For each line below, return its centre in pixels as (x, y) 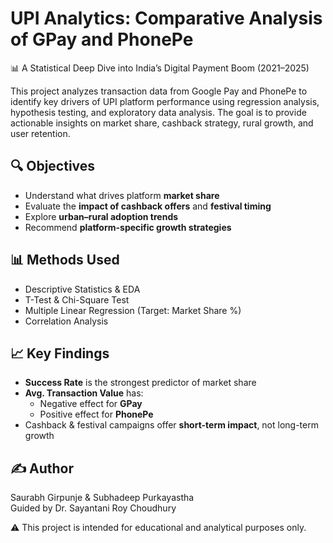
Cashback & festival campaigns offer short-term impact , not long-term (171, 425)
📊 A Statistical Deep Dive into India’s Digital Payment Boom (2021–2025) (160, 68)
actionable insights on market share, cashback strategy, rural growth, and (162, 123)
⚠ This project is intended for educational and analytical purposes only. (158, 528)
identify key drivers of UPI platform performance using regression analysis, (165, 101)
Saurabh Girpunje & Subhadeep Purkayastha (102, 498)
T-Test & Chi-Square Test (77, 299)
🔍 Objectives (53, 166)
